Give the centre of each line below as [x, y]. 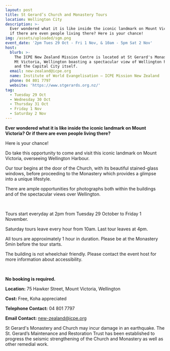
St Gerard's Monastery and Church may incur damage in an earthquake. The [85, 328]
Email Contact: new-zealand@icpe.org [46, 318]
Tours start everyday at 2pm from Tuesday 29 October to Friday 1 [73, 214]
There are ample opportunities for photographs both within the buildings [80, 188]
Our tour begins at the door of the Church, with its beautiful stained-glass [82, 168]
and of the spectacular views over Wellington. [53, 194]
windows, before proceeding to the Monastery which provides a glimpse [81, 173]
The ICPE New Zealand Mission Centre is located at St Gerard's [83, 57]
